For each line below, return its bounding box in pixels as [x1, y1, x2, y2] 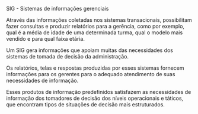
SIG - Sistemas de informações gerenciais [6, 5, 109, 12]
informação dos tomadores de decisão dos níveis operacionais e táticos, [6, 95, 184, 102]
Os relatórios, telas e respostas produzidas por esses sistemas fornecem [6, 64, 185, 71]
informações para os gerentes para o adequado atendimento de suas [6, 71, 175, 77]
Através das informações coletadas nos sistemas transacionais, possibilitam [6, 17, 193, 23]
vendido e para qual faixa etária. [6, 35, 85, 42]
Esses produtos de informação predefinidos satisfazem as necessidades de [6, 89, 191, 95]
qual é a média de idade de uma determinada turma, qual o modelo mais [6, 29, 183, 36]
